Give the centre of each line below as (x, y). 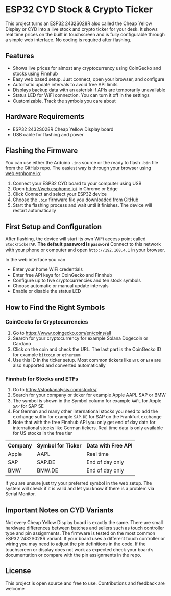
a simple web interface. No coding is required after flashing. (68, 40)
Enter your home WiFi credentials (48, 269)
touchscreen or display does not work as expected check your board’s (79, 549)
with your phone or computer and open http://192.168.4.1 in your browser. (85, 250)
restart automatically (34, 211)
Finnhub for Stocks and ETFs (42, 379)
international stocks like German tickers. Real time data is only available (88, 428)
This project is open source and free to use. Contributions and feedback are (85, 583)
